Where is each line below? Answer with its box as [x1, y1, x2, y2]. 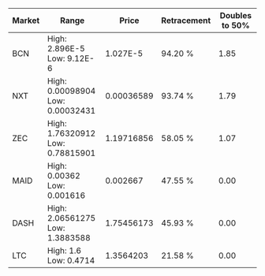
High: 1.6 [47, 245, 81, 255]
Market [12, 15, 40, 26]
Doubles [219, 10, 252, 21]
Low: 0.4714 [47, 255, 95, 266]
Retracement [161, 15, 211, 26]
